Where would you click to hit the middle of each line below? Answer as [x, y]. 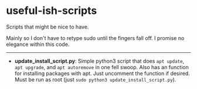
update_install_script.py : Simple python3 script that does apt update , [99, 61]
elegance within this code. [38, 44]
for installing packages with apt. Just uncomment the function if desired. [102, 73]
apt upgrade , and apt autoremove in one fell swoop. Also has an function [101, 67]
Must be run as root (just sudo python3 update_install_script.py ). [95, 79]
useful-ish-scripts [52, 11]
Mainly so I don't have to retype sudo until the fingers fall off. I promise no [95, 38]
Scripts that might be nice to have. [47, 27]
